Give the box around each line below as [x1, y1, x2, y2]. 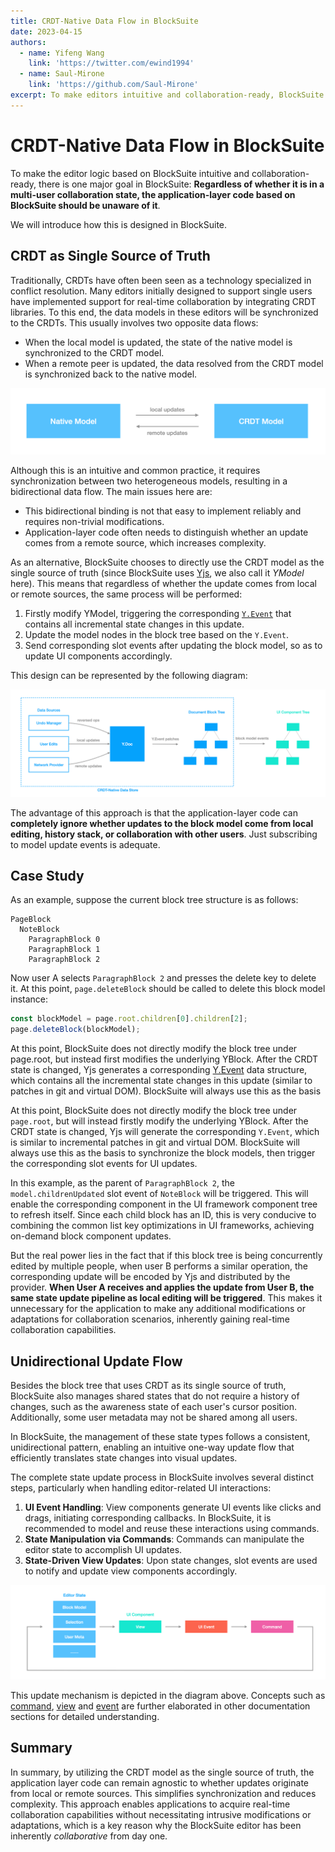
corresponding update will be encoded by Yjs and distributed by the [10, 1271, 291, 1283]
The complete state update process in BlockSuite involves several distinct [10, 1471, 314, 1483]
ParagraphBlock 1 [28, 945, 101, 955]
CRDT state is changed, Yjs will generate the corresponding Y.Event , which [10, 1126, 320, 1138]
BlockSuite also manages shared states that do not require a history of [10, 1390, 300, 1402]
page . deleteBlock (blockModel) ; [10, 1025, 141, 1035]
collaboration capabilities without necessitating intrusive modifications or [10, 1808, 312, 1820]
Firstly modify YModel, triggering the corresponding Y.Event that [24, 608, 292, 620]
